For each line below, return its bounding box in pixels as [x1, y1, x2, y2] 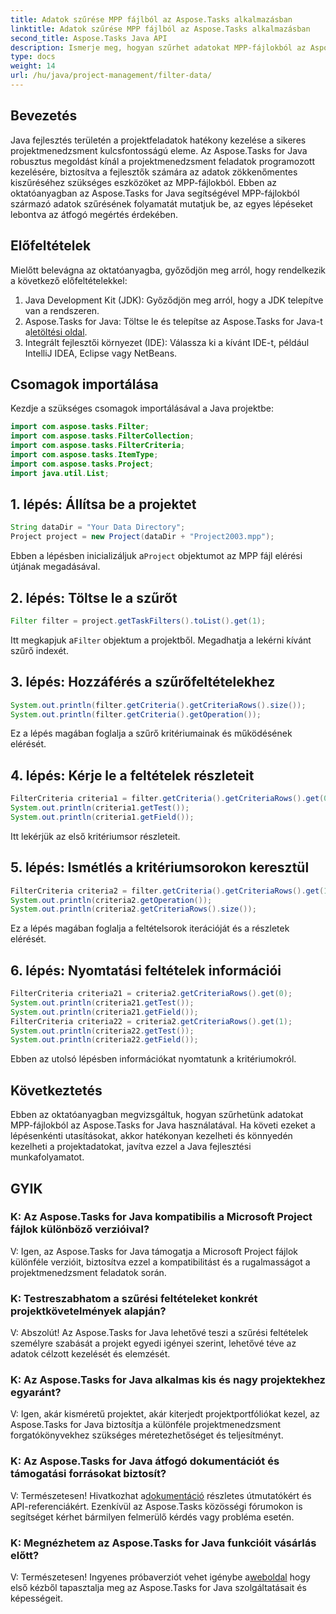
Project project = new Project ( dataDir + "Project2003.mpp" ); [10, 532, 275, 542]
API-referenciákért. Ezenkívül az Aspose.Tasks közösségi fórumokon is [10, 1500, 303, 1512]
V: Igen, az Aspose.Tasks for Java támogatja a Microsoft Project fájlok [10, 1245, 298, 1257]
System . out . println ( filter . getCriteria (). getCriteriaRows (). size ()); [10, 700, 307, 710]
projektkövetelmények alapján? [10, 1304, 167, 1318]
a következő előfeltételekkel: [10, 274, 128, 286]
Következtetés [10, 1082, 103, 1099]
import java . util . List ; [10, 468, 110, 478]
